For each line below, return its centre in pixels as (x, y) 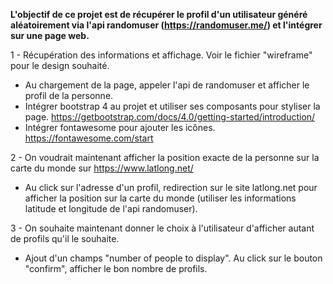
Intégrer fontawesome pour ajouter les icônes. (120, 127)
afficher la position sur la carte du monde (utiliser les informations (160, 198)
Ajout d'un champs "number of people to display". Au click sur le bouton (173, 258)
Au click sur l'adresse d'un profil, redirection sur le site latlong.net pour (171, 187)
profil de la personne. (69, 95)
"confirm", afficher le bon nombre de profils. (116, 268)
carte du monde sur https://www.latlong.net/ (102, 168)
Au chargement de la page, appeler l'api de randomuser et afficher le (167, 85)
